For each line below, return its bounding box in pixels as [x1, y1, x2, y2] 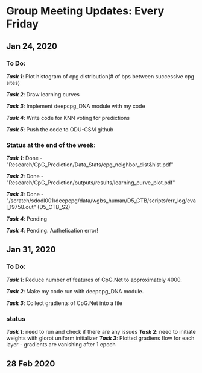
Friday [6, 17, 39, 31]
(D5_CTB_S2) [37, 204, 71, 211]
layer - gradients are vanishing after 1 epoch [6, 341, 116, 348]
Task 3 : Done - [6, 191, 44, 198]
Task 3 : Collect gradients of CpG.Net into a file [6, 299, 122, 307]
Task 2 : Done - [6, 173, 44, 180]
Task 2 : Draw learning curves [6, 90, 80, 98]
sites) [6, 79, 20, 86]
